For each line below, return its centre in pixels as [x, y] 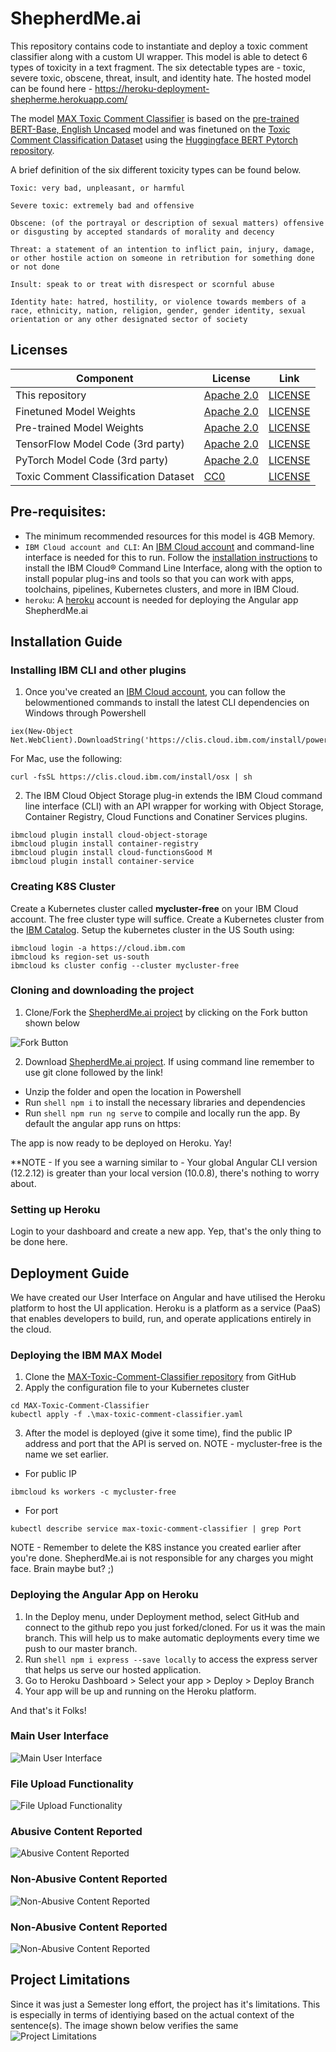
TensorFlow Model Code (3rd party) [100, 444]
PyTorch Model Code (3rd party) [92, 460]
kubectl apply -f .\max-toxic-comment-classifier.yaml [127, 1415]
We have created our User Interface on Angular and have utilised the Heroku [168, 1297]
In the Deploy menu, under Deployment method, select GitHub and [162, 1616]
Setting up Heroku [55, 1209]
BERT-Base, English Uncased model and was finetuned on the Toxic [150, 129]
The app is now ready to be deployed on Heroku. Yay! [121, 1143]
